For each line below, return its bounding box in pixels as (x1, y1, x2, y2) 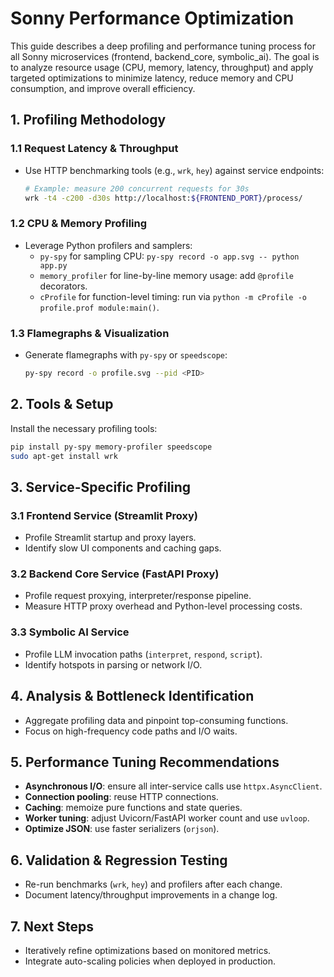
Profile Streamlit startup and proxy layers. (24, 532, 197, 544)
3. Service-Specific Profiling (10, 478, 192, 496)
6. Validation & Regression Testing (10, 852, 228, 869)
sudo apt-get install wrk (10, 451, 118, 461)
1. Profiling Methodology (10, 112, 167, 129)
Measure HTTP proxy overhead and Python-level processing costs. (24, 600, 303, 612)
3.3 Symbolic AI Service (10, 625, 130, 639)
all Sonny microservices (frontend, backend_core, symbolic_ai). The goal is (10, 50, 320, 62)
